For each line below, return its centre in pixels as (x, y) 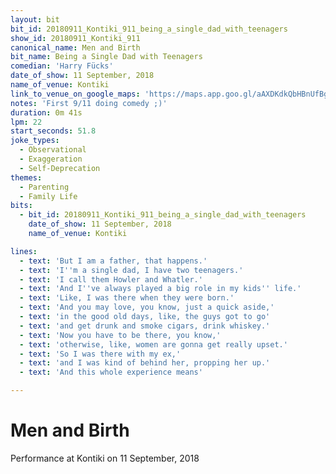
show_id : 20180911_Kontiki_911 (75, 38)
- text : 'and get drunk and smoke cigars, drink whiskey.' (145, 326)
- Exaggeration (51, 159)
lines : (24, 251)
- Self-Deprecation (60, 168)
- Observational (53, 150)
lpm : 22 (26, 122)
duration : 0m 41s (46, 112)
